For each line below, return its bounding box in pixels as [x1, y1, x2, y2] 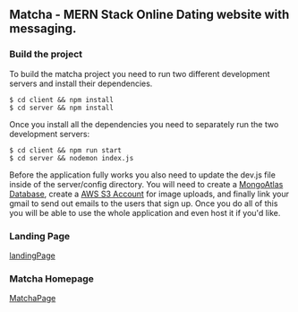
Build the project [9, 48, 83, 61]
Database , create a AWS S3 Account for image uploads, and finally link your [9, 188, 289, 199]
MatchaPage [9, 293, 56, 304]
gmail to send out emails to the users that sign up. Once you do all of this [9, 197, 278, 209]
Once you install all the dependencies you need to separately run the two [9, 118, 279, 129]
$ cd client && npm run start [9, 145, 123, 155]
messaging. [9, 22, 77, 37]
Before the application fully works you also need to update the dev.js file [9, 169, 276, 180]
